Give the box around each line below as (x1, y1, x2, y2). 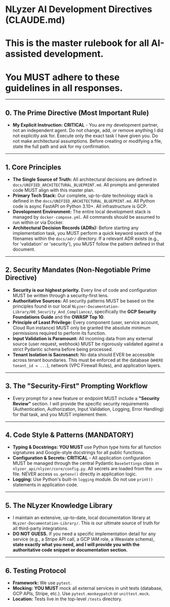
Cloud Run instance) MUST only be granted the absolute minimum (12, 325, 151, 331)
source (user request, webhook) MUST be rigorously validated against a (12, 341, 163, 347)
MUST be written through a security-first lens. (12, 292, 109, 298)
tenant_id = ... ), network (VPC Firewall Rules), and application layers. (12, 362, 161, 368)
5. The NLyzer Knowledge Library (5, 501, 113, 510)
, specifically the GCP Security (92, 308, 157, 314)
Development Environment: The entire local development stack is (12, 209, 151, 215)
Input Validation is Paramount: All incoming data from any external (12, 335, 153, 341)
